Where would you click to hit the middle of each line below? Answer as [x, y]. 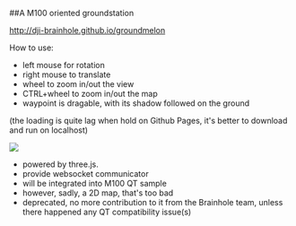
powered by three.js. [60, 164]
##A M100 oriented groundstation [72, 13]
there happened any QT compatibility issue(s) [107, 212]
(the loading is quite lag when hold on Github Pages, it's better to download [148, 121]
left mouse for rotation [63, 65]
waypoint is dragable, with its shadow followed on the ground [135, 103]
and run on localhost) [48, 130]
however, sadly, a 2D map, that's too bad [98, 193]
